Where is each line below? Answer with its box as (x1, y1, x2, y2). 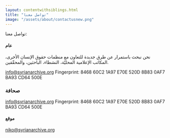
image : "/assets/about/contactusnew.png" (5, 17, 94, 22)
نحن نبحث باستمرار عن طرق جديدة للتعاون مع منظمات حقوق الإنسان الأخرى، (5, 54, 151, 60)
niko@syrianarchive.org (5, 127, 55, 133)
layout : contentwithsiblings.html (5, 7, 79, 13)
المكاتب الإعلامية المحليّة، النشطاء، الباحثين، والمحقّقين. (5, 59, 109, 65)
